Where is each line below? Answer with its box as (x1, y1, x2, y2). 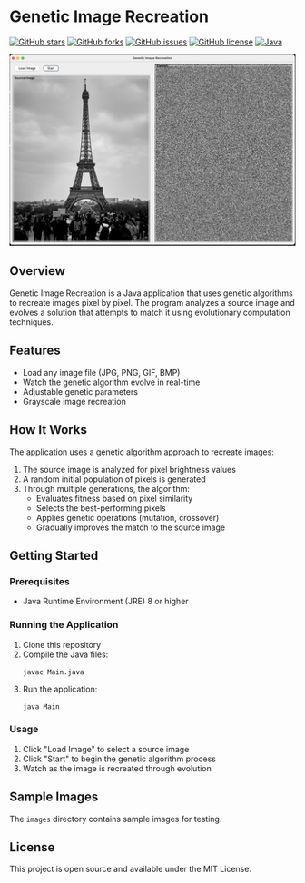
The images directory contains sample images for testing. (9, 813, 222, 824)
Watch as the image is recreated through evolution (22, 762, 212, 773)
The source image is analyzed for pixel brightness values (22, 464, 236, 475)
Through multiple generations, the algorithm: (22, 483, 191, 494)
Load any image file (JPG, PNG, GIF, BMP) (22, 367, 181, 378)
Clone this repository (22, 639, 102, 650)
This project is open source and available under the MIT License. (9, 864, 252, 875)
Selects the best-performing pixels (35, 502, 166, 514)
